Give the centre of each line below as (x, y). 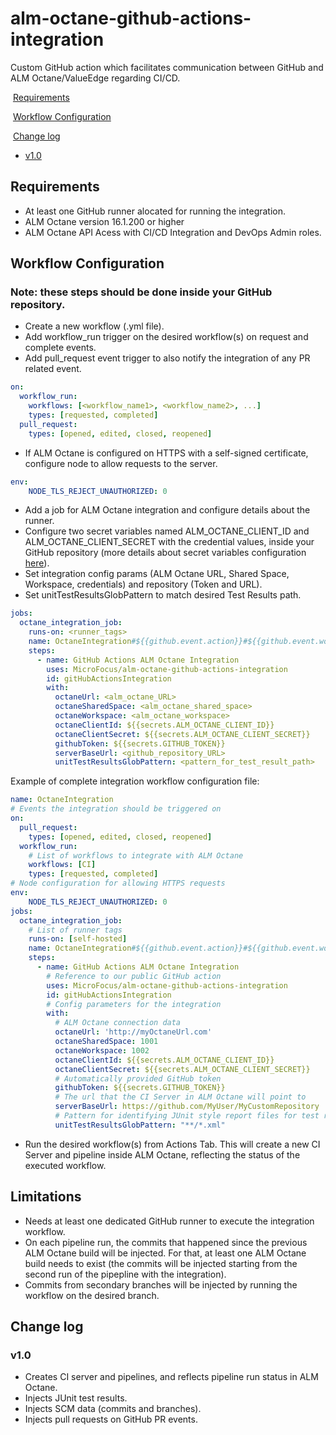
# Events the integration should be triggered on (116, 809)
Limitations (46, 1197)
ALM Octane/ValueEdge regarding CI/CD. (95, 78)
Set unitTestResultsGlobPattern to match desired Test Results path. (163, 595)
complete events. (60, 348)
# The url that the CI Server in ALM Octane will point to (180, 1097)
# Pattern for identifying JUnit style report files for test (187, 1116)
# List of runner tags (75, 930)
